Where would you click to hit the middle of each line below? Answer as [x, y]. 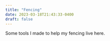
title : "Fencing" [24, 10]
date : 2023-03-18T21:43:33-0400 [39, 14]
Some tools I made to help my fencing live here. [55, 33]
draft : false [19, 19]
